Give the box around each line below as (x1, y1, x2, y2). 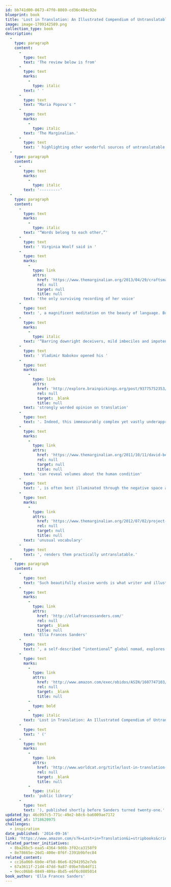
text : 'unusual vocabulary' (23, 538, 83, 543)
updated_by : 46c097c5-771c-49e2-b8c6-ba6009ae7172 (5, 812, 115, 817)
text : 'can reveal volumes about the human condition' (23, 472, 142, 477)
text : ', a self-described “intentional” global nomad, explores (23, 647, 165, 652)
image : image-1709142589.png (5, 21, 67, 27)
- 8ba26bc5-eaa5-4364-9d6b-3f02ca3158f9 (10, 845, 97, 850)
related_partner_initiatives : (5, 841, 70, 846)
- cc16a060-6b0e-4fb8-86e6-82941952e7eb (10, 860, 97, 865)
